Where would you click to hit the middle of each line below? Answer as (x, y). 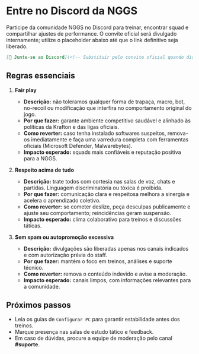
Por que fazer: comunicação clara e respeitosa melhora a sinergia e (106, 194)
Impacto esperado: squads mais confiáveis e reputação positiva (102, 152)
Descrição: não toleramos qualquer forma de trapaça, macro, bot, (104, 102)
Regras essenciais (41, 76)
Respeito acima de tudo (44, 170)
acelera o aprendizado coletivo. (62, 200)
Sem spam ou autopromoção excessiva (64, 237)
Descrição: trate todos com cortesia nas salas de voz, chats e (99, 181)
